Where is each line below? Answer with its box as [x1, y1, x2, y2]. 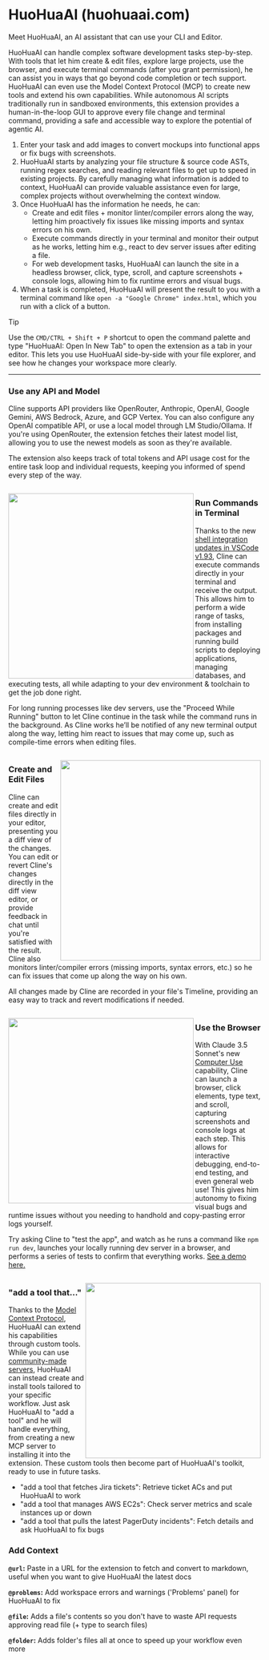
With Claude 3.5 [195, 1040, 248, 1050]
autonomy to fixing [195, 1194, 257, 1203]
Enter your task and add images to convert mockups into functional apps [19, 139, 260, 149]
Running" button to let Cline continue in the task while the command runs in [8, 711, 258, 721]
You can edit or [8, 852, 58, 861]
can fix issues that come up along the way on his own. [8, 971, 187, 981]
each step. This [195, 1134, 247, 1143]
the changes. [8, 843, 52, 852]
